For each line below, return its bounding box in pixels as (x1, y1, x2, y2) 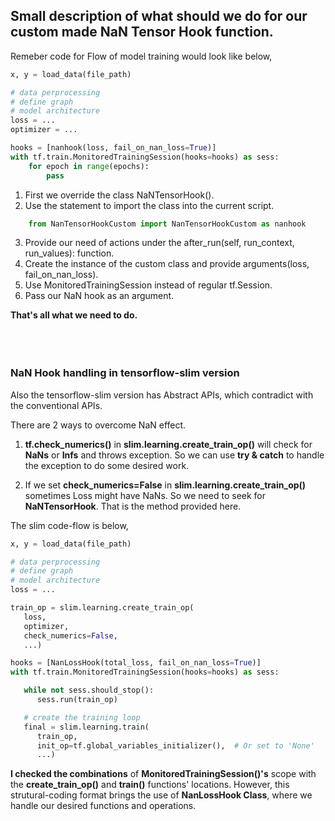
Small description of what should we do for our (10, 8, 308, 25)
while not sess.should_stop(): (23, 685, 155, 696)
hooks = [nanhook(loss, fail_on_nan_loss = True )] (10, 143, 217, 153)
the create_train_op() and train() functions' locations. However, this (10, 779, 290, 791)
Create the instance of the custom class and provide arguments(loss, (24, 258, 310, 270)
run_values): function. (24, 247, 115, 259)
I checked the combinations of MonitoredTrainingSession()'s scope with (10, 768, 317, 780)
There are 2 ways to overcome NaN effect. (10, 419, 187, 431)
